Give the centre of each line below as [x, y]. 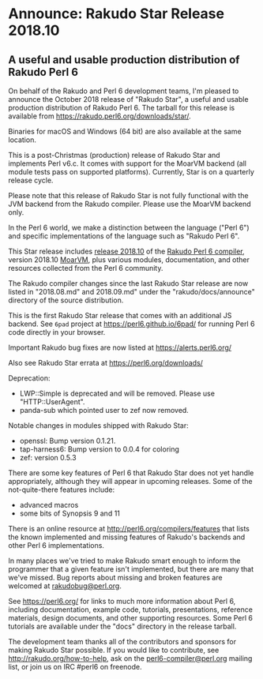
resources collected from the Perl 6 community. [86, 268]
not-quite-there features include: [62, 490]
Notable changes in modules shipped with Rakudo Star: [98, 426]
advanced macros [49, 505]
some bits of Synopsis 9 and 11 [70, 513]
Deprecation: [29, 378]
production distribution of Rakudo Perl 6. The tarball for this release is [122, 108]
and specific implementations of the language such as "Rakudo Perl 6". [124, 236]
